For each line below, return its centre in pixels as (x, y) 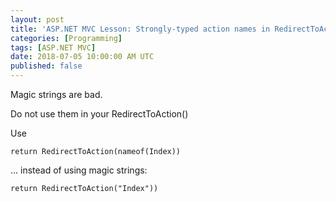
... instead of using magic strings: (79, 170)
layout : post (37, 19)
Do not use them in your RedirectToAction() (99, 114)
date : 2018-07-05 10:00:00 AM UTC (82, 57)
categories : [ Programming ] (66, 38)
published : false (46, 66)
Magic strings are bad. (56, 94)
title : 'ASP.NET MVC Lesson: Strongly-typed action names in (140, 29)
